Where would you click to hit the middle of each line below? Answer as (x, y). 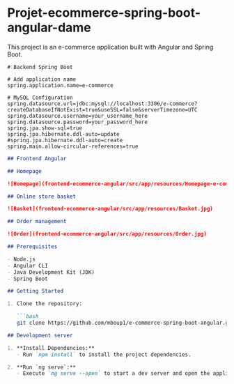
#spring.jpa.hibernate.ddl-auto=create (65, 140)
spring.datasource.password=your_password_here (78, 122)
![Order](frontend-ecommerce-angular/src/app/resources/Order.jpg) (107, 234)
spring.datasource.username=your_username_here (78, 116)
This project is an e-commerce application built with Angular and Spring (110, 47)
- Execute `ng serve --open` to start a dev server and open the (113, 374)
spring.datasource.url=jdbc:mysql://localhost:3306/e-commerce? (102, 103)
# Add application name (42, 79)
